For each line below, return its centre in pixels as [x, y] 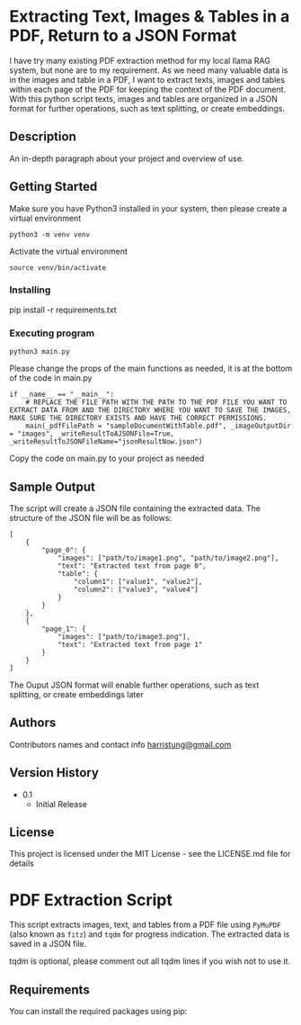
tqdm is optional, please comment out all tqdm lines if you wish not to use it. [150, 961]
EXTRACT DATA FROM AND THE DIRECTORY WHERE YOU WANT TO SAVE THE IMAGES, [150, 410]
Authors [33, 723]
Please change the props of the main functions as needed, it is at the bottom [151, 369]
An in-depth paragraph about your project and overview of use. [127, 158]
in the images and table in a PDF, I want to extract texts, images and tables [147, 79]
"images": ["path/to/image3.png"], [124, 636]
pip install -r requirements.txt [63, 310]
